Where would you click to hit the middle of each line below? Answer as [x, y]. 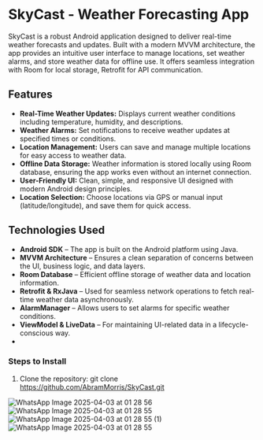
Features [30, 95]
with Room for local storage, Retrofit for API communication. [106, 69]
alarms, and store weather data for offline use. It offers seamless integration [131, 61]
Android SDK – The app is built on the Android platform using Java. [129, 249]
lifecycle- [234, 324]
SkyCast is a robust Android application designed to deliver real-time [120, 36]
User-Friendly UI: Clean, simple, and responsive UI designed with [126, 180]
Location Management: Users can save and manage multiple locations [135, 146]
